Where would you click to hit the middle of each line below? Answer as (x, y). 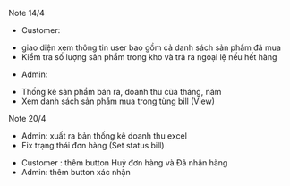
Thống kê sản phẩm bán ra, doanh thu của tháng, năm (121, 92)
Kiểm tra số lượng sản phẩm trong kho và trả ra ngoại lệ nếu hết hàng (149, 57)
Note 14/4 (27, 13)
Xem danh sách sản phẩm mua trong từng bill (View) (118, 101)
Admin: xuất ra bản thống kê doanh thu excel (104, 136)
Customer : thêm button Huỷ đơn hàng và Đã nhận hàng (124, 163)
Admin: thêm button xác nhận (76, 172)
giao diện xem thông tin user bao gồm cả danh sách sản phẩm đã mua (151, 47)
